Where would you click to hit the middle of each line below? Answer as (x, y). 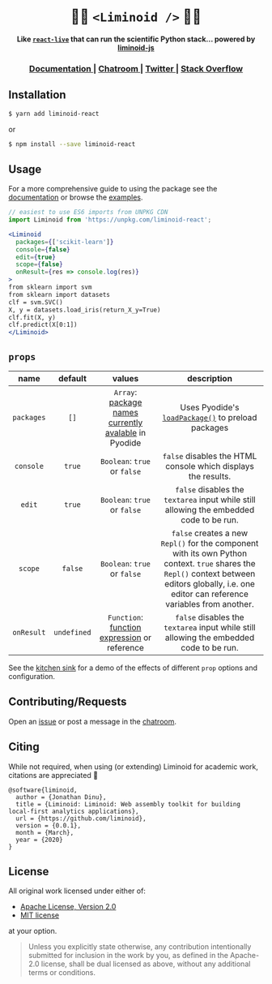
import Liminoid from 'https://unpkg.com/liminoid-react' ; (110, 220)
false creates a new (210, 533)
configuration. (32, 677)
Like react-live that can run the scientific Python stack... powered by (136, 39)
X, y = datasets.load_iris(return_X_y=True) (85, 310)
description (210, 379)
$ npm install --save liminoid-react (72, 144)
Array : (125, 393)
